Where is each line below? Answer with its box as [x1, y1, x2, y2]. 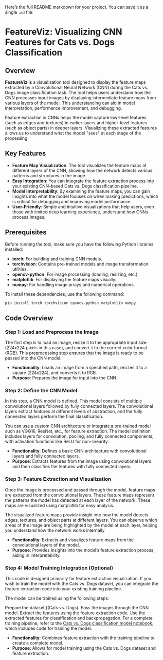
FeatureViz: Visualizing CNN [5, 26, 123, 38]
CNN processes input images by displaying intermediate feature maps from [5, 95, 156, 100]
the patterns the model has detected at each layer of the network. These [5, 497, 151, 503]
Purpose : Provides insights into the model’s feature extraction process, [12, 547, 155, 553]
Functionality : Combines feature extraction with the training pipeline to [12, 635, 155, 641]
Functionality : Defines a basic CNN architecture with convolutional [12, 448, 147, 454]
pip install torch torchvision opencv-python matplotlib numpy [5, 301, 136, 305]
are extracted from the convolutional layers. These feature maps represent [5, 492, 155, 498]
